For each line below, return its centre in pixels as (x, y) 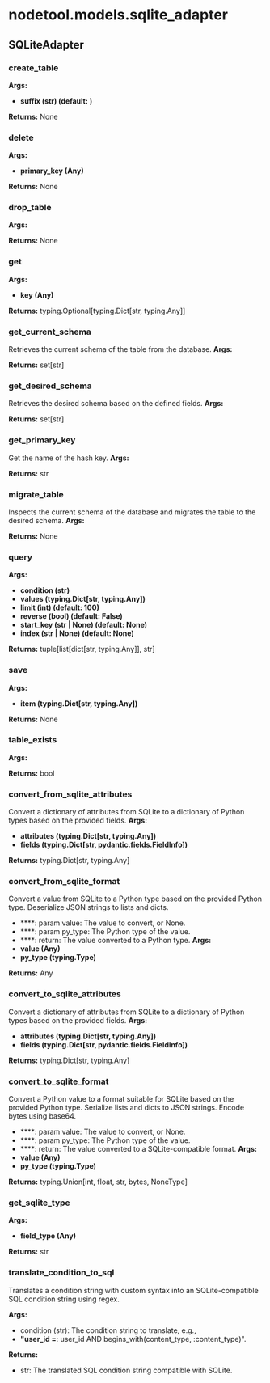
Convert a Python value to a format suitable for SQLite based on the (121, 1099)
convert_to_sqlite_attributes (65, 994)
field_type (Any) (48, 1236)
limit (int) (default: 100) (59, 607)
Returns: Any (31, 973)
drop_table (30, 208)
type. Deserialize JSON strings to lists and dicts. (89, 907)
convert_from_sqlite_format (64, 882)
